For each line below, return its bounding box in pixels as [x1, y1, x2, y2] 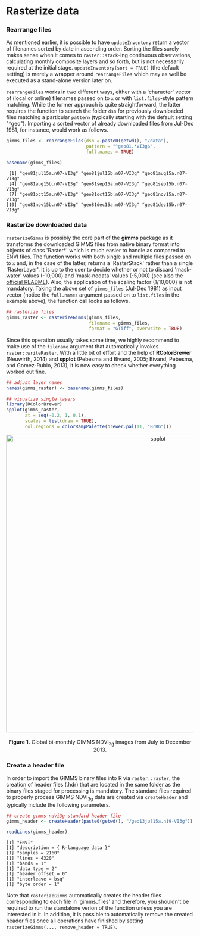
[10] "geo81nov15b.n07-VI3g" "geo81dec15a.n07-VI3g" [6, 201, 140, 208]
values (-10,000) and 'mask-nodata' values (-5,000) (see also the [23, 272, 183, 279]
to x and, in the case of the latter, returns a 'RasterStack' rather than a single [6, 260, 193, 267]
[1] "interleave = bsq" [6, 876, 65, 882]
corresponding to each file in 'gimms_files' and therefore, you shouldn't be [6, 898, 189, 906]
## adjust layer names [6, 379, 62, 385]
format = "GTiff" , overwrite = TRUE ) [88, 326, 183, 332]
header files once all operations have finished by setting [6, 917, 144, 924]
